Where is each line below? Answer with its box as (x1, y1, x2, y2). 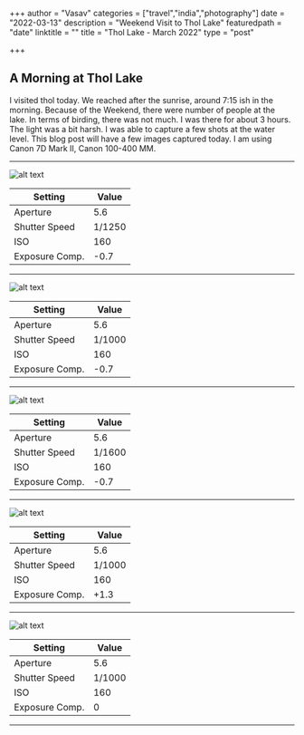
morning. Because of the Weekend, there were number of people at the (9, 104, 276, 115)
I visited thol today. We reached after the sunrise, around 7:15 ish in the (9, 94, 274, 105)
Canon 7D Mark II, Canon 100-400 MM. (9, 142, 157, 153)
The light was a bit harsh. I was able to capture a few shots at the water (9, 123, 276, 134)
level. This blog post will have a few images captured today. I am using (9, 133, 272, 144)
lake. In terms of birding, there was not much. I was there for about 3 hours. (9, 113, 291, 125)
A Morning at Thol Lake (9, 71, 143, 86)
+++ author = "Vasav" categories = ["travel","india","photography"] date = (9, 8, 285, 18)
